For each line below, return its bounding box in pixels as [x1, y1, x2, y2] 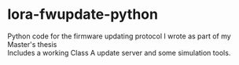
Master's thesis [7, 39, 57, 49]
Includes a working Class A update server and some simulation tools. [7, 48, 231, 57]
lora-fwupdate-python [7, 5, 159, 23]
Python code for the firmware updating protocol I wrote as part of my [7, 31, 231, 41]
